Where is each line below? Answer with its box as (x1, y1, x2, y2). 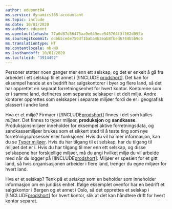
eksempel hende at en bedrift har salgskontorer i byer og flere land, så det (5, 80, 162, 86)
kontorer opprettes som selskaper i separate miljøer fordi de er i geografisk (5, 96, 164, 102)
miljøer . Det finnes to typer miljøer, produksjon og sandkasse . (5, 117, 137, 123)
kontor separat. (5, 198, 37, 204)
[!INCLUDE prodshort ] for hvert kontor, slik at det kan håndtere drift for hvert (5, 193, 165, 199)
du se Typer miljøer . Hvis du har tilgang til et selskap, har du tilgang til (5, 139, 152, 145)
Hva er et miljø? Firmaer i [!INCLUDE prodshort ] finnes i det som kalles (5, 112, 153, 118)
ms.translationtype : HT (5, 41, 56, 46)
